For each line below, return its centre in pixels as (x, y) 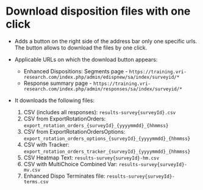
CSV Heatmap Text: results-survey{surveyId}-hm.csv (91, 158)
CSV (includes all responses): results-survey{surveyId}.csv (100, 112)
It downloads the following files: (55, 100)
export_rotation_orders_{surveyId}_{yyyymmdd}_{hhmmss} (96, 126)
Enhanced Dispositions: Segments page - (76, 71)
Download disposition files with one (98, 11)
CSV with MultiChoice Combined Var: (70, 164)
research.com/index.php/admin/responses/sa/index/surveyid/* (103, 89)
